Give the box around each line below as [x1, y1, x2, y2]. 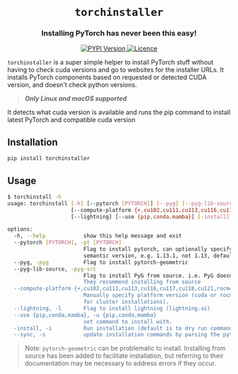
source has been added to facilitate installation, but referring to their [24, 351, 224, 360]
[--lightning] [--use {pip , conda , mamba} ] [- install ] [70, 213, 230, 220]
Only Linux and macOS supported [24, 94, 127, 103]
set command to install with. [83, 318, 173, 325]
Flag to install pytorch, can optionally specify [83, 246, 233, 253]
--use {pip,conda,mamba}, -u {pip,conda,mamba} [13, 311, 157, 319]
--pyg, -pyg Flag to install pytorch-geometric [13, 259, 189, 266]
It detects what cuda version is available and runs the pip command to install [7, 108, 231, 117]
